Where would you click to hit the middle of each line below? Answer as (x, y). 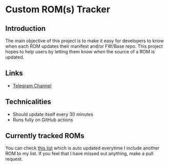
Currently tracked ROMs (45, 136)
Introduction (26, 29)
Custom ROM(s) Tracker (58, 10)
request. (14, 159)
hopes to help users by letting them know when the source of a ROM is (80, 52)
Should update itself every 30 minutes (53, 114)
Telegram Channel (32, 85)
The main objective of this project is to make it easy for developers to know (84, 41)
